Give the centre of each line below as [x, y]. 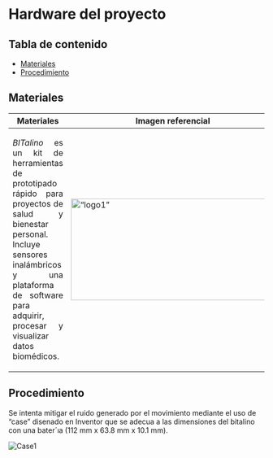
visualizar [31, 336]
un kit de [38, 153]
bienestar [30, 224]
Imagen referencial [173, 120]
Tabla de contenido [58, 44]
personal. [30, 234]
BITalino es [38, 142]
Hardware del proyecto [87, 14]
